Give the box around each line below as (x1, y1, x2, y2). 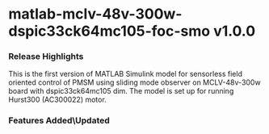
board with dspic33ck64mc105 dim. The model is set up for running (8, 86, 234, 96)
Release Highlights (8, 51, 84, 62)
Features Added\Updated (8, 115, 111, 126)
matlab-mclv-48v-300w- (8, 5, 183, 23)
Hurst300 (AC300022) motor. (8, 94, 107, 105)
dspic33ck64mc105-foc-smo (8, 22, 211, 40)
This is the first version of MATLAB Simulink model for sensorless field (8, 69, 242, 79)
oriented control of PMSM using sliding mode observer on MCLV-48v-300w (8, 77, 261, 87)
